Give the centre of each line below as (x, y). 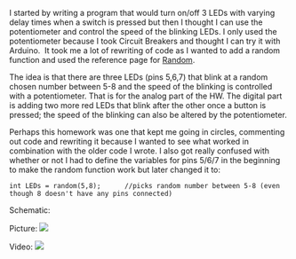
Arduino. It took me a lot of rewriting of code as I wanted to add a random (145, 51)
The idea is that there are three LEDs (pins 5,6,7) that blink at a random (139, 77)
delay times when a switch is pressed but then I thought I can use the (136, 22)
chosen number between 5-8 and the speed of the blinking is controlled (141, 86)
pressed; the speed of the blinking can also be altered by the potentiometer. (148, 115)
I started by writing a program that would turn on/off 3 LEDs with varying (142, 13)
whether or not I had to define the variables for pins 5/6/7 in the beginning (145, 160)
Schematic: (30, 210)
